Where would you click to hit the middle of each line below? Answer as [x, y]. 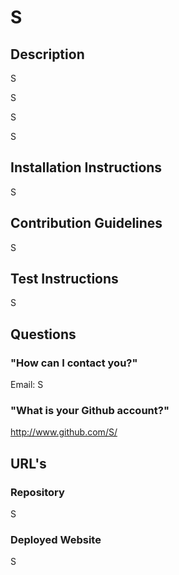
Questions [43, 334]
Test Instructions [64, 279]
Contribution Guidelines [86, 223]
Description [47, 54]
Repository [37, 492]
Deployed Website [56, 540]
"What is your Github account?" [90, 411]
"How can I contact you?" [74, 363]
